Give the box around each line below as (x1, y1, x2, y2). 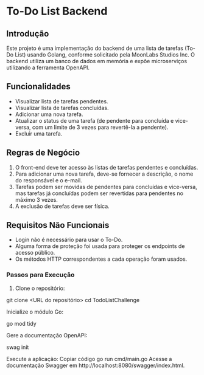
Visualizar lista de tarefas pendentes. (15, 97, 108, 105)
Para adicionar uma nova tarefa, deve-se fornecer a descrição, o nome (15, 170, 194, 177)
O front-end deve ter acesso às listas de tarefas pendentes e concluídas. (15, 163, 199, 171)
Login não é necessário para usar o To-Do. (15, 236, 123, 244)
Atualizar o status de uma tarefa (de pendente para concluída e (15, 117, 174, 124)
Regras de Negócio (6, 148, 80, 158)
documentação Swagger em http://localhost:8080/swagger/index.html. (6, 362, 185, 369)
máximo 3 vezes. (15, 196, 58, 203)
